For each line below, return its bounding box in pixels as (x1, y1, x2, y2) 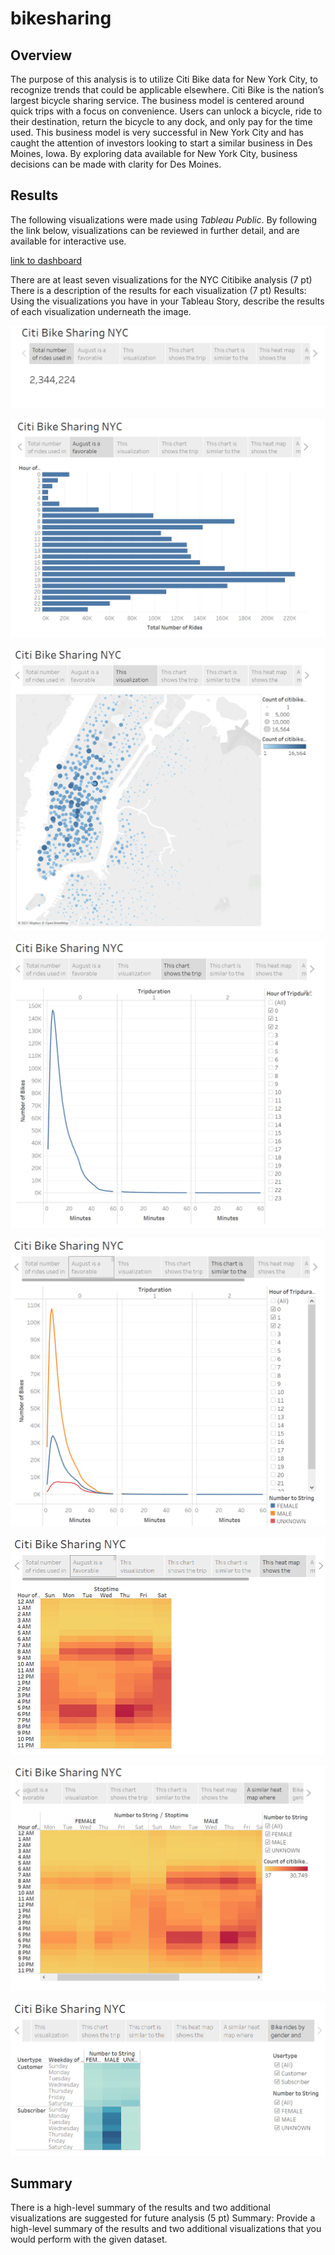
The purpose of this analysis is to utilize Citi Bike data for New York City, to (10, 73, 318, 85)
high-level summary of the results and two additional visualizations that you (10, 2223, 322, 2235)
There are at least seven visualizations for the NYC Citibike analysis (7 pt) (10, 273, 313, 286)
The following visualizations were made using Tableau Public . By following (10, 213, 318, 226)
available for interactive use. (10, 235, 127, 247)
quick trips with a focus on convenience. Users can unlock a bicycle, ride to (10, 105, 323, 117)
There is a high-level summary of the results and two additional (10, 2202, 271, 2214)
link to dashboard (10, 254, 83, 266)
